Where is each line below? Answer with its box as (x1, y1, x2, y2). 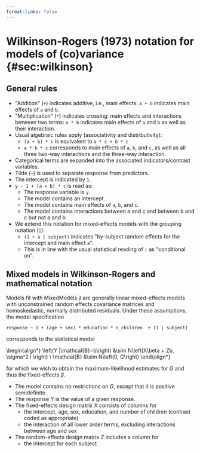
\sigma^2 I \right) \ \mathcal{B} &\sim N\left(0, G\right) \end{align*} (6, 353, 171, 360)
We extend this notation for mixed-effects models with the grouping (14, 220, 182, 227)
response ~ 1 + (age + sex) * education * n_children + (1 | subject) (6, 325, 188, 331)
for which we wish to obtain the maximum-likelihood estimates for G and (6, 365, 184, 372)
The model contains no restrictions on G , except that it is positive (14, 383, 175, 390)
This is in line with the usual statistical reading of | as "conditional (23, 246, 186, 253)
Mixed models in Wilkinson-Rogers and (6, 270, 156, 280)
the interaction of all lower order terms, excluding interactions (23, 421, 176, 428)
